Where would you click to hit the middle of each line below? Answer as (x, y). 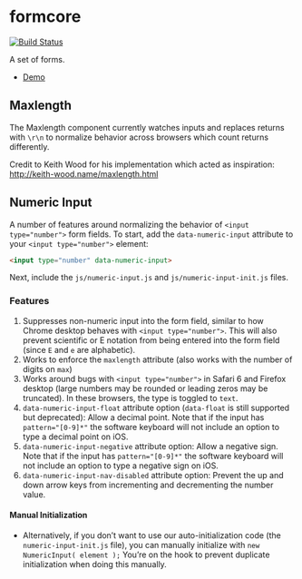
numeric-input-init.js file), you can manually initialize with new (141, 545)
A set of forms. (37, 59)
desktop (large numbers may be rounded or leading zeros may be (145, 388)
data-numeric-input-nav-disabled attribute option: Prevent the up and (153, 475)
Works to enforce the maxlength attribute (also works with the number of (157, 359)
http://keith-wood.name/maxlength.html (84, 173)
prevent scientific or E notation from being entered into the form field (151, 340)
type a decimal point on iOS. (75, 437)
